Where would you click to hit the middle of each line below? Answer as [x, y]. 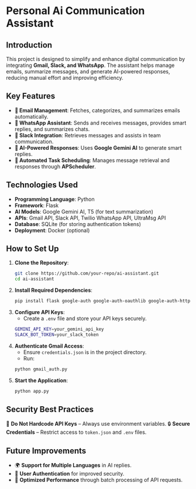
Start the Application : [41, 380]
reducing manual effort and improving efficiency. [65, 78]
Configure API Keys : [40, 312]
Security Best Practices [50, 409]
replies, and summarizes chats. [52, 129]
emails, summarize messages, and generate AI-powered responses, [88, 71]
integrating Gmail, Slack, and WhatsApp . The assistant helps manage [90, 65]
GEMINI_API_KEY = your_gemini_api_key [59, 329]
